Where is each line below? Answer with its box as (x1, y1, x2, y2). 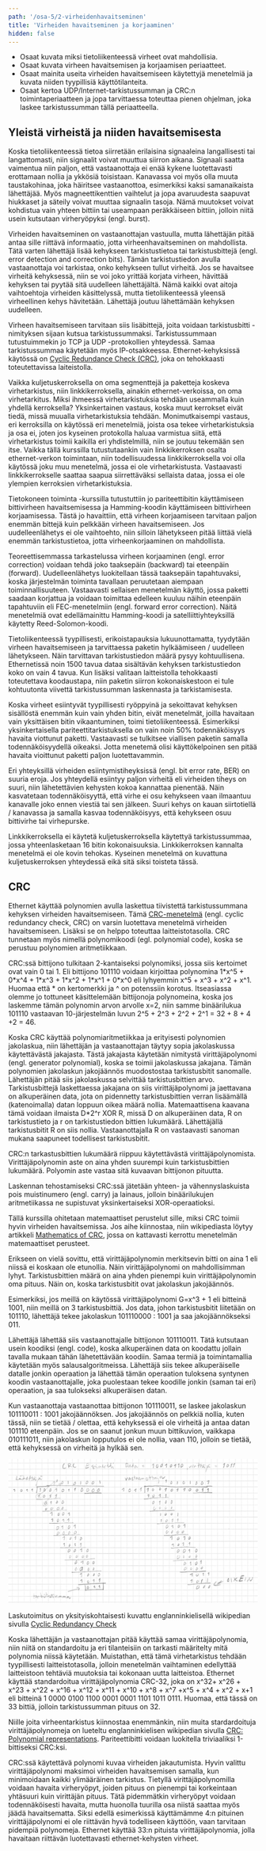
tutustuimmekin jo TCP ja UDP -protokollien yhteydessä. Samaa (8, 337, 215, 347)
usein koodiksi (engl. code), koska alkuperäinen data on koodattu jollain (8, 1343, 241, 1353)
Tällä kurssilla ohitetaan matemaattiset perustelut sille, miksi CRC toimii (8, 1213, 240, 1223)
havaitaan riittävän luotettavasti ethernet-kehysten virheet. (8, 1834, 199, 1843)
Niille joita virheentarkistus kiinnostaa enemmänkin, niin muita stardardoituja (8, 1717, 256, 1727)
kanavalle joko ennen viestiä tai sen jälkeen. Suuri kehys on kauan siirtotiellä (8, 800, 256, 809)
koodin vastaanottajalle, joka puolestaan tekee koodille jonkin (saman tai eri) (8, 1377, 256, 1386)
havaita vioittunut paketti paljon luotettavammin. (8, 751, 165, 760)
